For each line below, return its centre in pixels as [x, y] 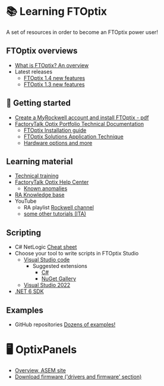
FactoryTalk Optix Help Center [52, 182]
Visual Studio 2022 [47, 285]
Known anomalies [45, 189]
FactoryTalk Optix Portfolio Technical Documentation [79, 123]
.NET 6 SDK [29, 291]
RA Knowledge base [40, 195]
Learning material [40, 161]
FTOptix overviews [42, 51]
